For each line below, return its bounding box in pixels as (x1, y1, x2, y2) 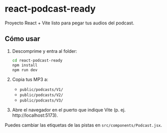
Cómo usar (5, 35, 41, 43)
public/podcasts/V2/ (19, 92, 63, 98)
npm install (12, 62, 38, 68)
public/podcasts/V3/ (19, 98, 63, 103)
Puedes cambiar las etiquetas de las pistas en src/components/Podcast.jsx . (5, 122, 162, 128)
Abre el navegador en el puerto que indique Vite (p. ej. (12, 107, 126, 113)
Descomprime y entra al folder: (12, 48, 77, 54)
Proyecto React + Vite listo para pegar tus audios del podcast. (5, 20, 135, 26)
